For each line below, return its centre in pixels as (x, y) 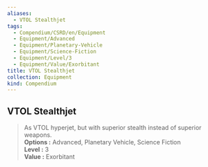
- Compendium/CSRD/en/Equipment (60, 33)
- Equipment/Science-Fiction (55, 52)
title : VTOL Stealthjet (41, 70)
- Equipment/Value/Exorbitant (56, 64)
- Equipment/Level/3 (43, 58)
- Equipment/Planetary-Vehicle (58, 45)
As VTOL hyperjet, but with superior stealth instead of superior (113, 128)
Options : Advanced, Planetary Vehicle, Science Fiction (102, 142)
